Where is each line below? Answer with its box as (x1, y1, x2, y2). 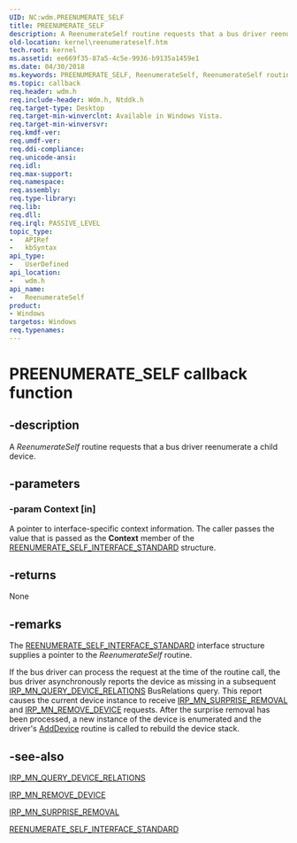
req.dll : (9, 210, 42, 220)
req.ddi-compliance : (9, 144, 86, 153)
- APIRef (9, 236, 49, 244)
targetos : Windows (9, 318, 77, 327)
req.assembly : (9, 186, 62, 195)
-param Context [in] (9, 503, 96, 515)
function (9, 383, 73, 403)
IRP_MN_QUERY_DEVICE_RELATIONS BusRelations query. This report (9, 685, 263, 696)
